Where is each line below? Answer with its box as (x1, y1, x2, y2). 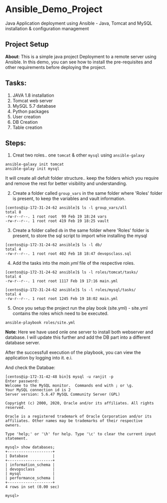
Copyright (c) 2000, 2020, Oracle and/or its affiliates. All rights (5, 401, 154, 406)
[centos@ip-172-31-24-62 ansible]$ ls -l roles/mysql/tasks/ (5, 288, 136, 293)
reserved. (5, 405, 26, 410)
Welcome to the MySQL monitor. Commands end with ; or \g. (5, 383, 134, 388)
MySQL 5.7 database (12, 103, 56, 109)
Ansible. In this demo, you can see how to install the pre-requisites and (5, 59, 152, 65)
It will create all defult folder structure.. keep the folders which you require (5, 175, 159, 181)
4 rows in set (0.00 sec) (5, 484, 59, 489)
